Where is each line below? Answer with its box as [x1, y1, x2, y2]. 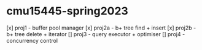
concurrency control [6, 37, 58, 44]
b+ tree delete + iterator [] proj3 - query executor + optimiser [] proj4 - [6, 30, 185, 37]
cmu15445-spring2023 [6, 4, 129, 18]
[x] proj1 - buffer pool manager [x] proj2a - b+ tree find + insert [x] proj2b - [6, 24, 196, 31]
